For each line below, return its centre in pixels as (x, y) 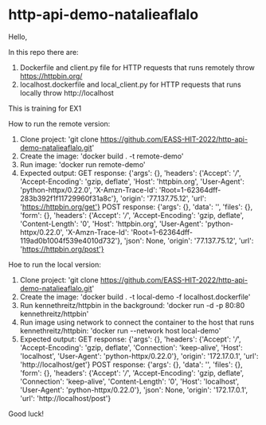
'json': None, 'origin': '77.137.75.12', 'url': (189, 240)
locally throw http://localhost (66, 92)
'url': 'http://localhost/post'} (65, 398)
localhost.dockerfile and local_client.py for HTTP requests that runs (130, 84)
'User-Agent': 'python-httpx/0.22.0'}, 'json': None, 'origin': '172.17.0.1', (134, 390)
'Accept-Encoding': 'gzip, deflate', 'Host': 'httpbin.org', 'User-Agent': (132, 181)
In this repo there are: (43, 52)
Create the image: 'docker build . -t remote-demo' (102, 156)
